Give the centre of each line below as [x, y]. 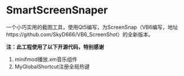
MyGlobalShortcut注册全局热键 [52, 66]
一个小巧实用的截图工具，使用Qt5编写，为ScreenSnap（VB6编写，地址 [92, 27]
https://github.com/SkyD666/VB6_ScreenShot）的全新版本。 [80, 34]
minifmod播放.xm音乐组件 [46, 59]
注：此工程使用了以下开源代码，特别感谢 [55, 47]
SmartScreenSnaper [57, 10]
